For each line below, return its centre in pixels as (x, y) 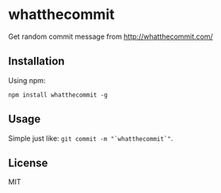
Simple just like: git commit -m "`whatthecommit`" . (91, 138)
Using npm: (27, 80)
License (28, 163)
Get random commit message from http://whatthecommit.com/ (111, 36)
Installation (36, 61)
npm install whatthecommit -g (58, 95)
